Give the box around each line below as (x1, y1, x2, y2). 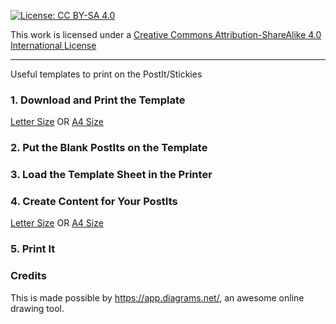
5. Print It (10, 242, 56, 256)
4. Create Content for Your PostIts (10, 195, 178, 209)
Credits (10, 269, 47, 283)
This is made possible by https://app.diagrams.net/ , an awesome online (10, 291, 305, 304)
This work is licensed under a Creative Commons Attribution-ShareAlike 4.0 (10, 29, 322, 40)
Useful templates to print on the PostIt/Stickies (10, 68, 203, 80)
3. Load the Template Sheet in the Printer (10, 168, 213, 182)
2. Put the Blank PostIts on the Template (10, 141, 208, 155)
